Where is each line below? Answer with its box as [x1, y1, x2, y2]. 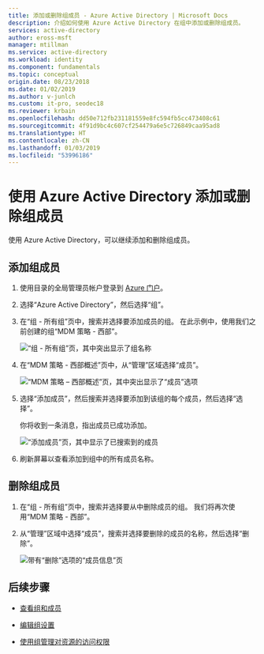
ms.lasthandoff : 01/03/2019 [8, 144, 101, 152]
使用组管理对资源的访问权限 [19, 637, 110, 646]
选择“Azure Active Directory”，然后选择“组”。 [19, 300, 168, 309]
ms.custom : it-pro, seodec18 [8, 100, 104, 108]
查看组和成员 [19, 603, 61, 613]
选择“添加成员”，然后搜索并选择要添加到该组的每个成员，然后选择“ [19, 394, 236, 403]
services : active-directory [8, 26, 101, 34]
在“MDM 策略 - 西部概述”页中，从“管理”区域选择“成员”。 [19, 361, 203, 369]
